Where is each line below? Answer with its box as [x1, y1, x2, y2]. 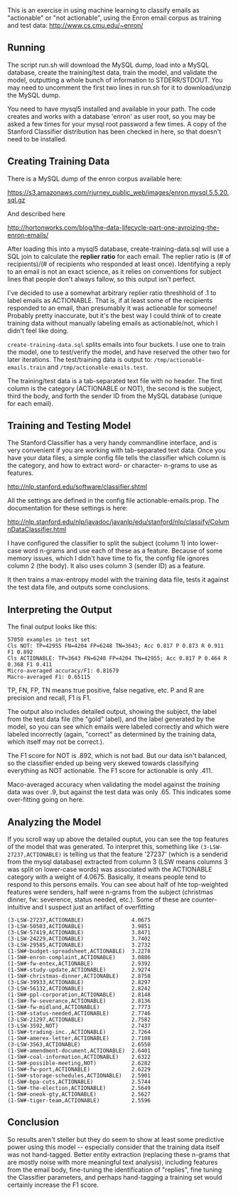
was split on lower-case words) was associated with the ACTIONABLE [7, 865, 212, 874]
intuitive [7, 903, 31, 912]
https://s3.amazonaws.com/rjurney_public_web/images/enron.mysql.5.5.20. [7, 188, 229, 196]
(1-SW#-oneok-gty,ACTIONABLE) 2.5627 [7, 1091, 151, 1098]
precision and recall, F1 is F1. [7, 693, 91, 703]
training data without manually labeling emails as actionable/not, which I [7, 319, 218, 327]
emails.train [7, 364, 46, 371]
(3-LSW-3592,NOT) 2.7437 [7, 1023, 151, 1030]
